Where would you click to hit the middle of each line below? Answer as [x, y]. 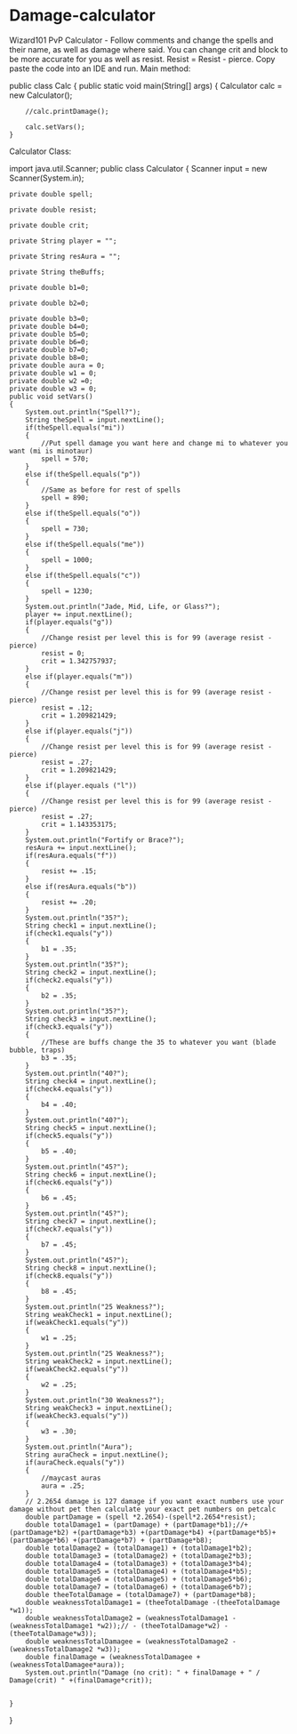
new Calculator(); [41, 95]
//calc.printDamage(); [67, 111]
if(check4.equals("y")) [69, 1089]
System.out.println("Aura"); [79, 1447]
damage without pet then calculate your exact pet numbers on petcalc [143, 1509]
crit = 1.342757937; [79, 661]
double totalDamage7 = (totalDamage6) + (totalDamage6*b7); [139, 1587]
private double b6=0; [49, 342]
